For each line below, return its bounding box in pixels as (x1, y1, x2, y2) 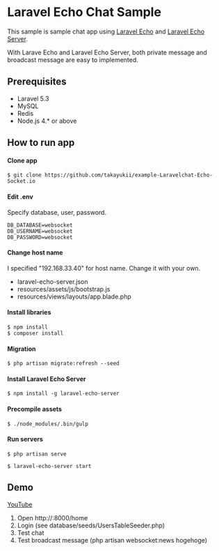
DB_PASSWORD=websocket (7, 234, 73, 241)
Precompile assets (7, 405, 63, 413)
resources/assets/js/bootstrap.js (17, 285, 111, 293)
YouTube (7, 500, 33, 508)
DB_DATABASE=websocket (7, 221, 73, 229)
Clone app (7, 156, 38, 165)
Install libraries (7, 308, 51, 317)
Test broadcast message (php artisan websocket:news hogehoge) (17, 536, 207, 544)
